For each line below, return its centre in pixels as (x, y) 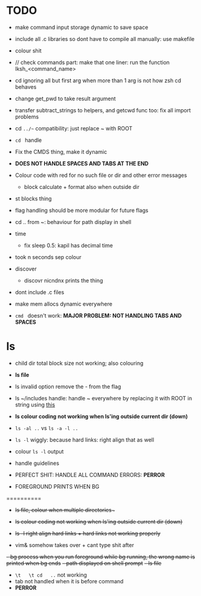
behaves (26, 87)
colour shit (28, 50)
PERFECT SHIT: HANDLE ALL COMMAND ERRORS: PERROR (90, 475)
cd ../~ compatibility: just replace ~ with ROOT (74, 128)
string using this (35, 405)
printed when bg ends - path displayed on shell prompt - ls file (84, 563)
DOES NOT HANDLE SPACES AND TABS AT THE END (82, 163)
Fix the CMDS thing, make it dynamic (61, 152)
